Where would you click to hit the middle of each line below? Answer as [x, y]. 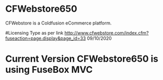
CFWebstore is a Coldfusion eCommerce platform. [58, 23]
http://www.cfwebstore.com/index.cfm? [107, 33]
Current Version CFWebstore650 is [82, 59]
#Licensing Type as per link [34, 33]
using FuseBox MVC [49, 70]
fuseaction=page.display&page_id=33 [46, 38]
